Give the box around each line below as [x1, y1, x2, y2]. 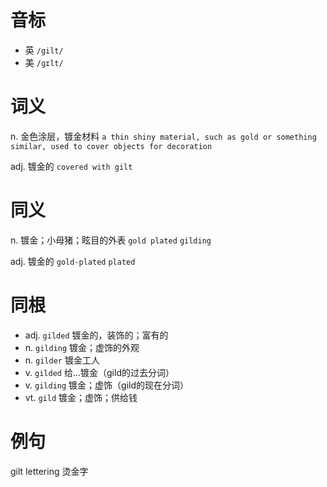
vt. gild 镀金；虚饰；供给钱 [24, 391, 138, 403]
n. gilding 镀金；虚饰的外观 [24, 341, 140, 353]
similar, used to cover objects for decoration [10, 141, 213, 151]
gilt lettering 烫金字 [10, 465, 89, 477]
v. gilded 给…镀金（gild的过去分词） [24, 366, 175, 378]
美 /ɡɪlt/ [24, 56, 64, 68]
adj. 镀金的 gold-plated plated [10, 255, 136, 267]
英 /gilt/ [24, 44, 64, 56]
